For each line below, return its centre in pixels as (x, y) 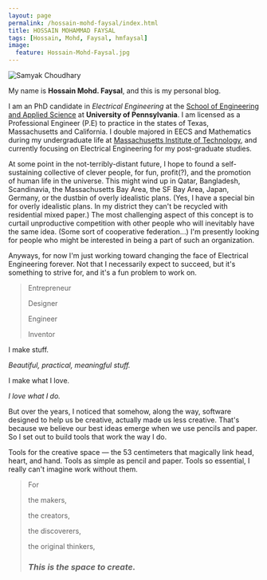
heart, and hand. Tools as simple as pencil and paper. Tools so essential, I (129, 460)
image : (19, 45)
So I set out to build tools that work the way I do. (88, 437)
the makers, (47, 500)
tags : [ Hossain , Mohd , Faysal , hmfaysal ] (78, 38)
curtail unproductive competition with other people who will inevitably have (132, 223)
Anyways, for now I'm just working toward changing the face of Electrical (128, 255)
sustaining (25, 172)
